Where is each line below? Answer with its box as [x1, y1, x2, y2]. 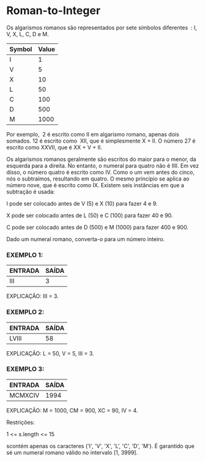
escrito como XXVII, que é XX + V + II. [6, 143, 102, 151]
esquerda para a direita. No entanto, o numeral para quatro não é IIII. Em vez [6, 162, 199, 169]
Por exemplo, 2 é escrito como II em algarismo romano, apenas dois [6, 130, 179, 138]
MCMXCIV [9, 391, 40, 400]
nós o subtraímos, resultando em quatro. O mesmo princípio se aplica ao [6, 175, 190, 182]
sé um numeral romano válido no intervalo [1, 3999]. [6, 449, 138, 456]
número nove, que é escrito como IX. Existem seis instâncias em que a [6, 181, 185, 188]
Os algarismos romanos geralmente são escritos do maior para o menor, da [6, 155, 196, 163]
